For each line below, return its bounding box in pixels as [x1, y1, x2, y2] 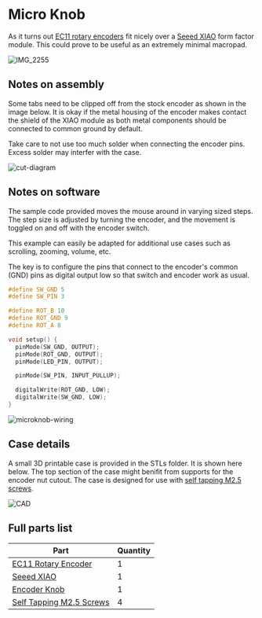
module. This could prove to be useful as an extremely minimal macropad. [8, 39, 248, 49]
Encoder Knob [12, 583, 65, 594]
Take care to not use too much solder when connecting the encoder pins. [8, 139, 246, 149]
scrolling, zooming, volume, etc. [8, 246, 111, 256]
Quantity [117, 545, 151, 556]
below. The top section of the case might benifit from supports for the [8, 466, 234, 476]
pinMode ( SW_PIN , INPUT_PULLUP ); [15, 372, 122, 380]
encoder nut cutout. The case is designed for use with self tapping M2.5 [8, 475, 242, 484]
